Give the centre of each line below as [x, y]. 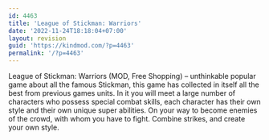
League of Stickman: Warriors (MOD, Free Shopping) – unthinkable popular [132, 76]
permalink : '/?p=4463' [46, 53]
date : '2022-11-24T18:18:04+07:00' [68, 31]
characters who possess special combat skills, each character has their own [134, 102]
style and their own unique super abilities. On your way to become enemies [133, 110]
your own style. [34, 127]
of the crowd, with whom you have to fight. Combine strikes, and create [127, 119]
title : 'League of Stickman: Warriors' [75, 23]
